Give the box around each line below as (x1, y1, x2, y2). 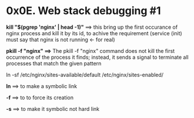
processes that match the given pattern (6, 60, 102, 67)
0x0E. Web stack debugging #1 (6, 4, 161, 18)
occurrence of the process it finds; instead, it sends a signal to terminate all (6, 53, 189, 60)
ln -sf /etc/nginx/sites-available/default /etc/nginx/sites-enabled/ (6, 71, 163, 78)
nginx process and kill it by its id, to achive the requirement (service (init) (6, 29, 182, 36)
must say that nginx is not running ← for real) (6, 36, 116, 43)
